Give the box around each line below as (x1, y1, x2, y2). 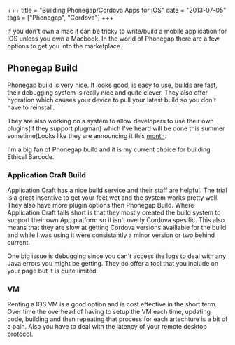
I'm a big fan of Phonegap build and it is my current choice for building (7, 145, 211, 154)
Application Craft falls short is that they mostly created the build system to (7, 208, 221, 217)
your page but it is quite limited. (7, 266, 99, 276)
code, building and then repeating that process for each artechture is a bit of (7, 315, 228, 323)
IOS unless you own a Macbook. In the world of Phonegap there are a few (7, 34, 220, 43)
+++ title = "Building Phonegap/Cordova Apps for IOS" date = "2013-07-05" (7, 6, 227, 14)
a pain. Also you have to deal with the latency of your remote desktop (7, 323, 208, 331)
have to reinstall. (7, 103, 55, 111)
